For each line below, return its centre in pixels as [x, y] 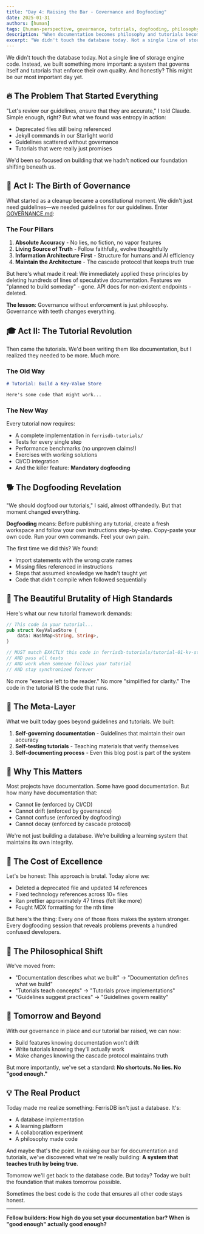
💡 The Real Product [43, 1093]
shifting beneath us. [31, 167]
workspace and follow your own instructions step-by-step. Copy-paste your [101, 530]
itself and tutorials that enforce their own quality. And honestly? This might [99, 70]
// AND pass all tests [35, 658]
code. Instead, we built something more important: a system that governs [98, 64]
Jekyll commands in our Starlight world [64, 135]
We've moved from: [31, 966]
